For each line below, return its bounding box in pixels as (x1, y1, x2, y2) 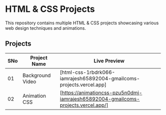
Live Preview (93, 57, 125, 64)
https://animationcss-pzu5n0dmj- (61, 89, 142, 96)
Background (22, 72, 51, 79)
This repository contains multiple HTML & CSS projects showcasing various (5, 20, 159, 26)
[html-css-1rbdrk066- (60, 68, 115, 75)
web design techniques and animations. (5, 25, 86, 31)
